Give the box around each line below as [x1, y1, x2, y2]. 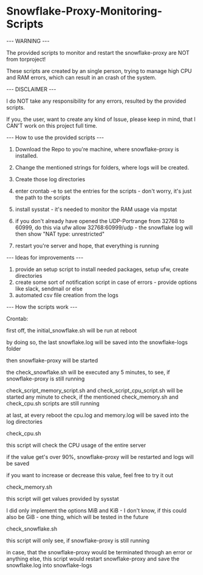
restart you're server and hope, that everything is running [15, 242, 159, 249]
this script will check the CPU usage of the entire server [6, 441, 146, 449]
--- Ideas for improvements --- [6, 253, 84, 261]
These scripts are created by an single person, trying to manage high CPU [6, 67, 193, 74]
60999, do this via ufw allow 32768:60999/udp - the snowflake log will [15, 224, 193, 231]
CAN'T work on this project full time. [6, 122, 97, 129]
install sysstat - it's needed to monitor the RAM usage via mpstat [15, 205, 177, 213]
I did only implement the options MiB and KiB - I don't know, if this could [6, 506, 187, 514]
